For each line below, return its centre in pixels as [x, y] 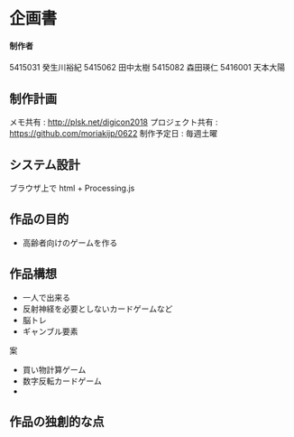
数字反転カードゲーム [62, 381]
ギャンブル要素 [50, 331]
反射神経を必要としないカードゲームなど [97, 309]
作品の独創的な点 [57, 422]
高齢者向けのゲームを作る [70, 242]
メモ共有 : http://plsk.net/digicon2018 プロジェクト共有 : [114, 122]
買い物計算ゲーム [54, 369]
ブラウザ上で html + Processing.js [72, 188]
